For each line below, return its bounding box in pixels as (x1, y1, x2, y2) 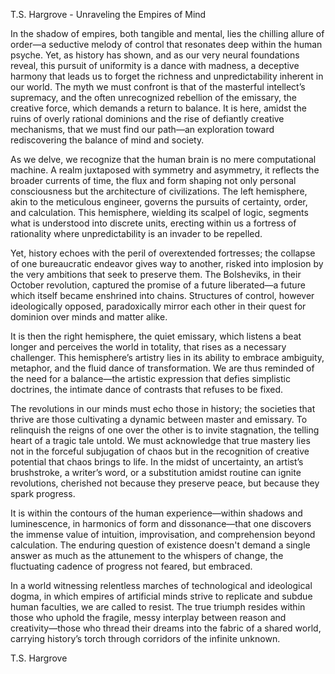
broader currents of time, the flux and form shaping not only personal (10, 175, 297, 186)
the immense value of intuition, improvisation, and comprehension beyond (10, 529, 316, 540)
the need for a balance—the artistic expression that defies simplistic (10, 373, 291, 384)
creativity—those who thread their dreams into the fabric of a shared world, (10, 622, 322, 634)
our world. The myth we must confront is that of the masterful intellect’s (10, 81, 306, 93)
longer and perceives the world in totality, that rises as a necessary (10, 341, 287, 353)
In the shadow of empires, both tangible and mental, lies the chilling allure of (10, 28, 325, 39)
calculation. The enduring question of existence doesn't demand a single (10, 539, 311, 551)
